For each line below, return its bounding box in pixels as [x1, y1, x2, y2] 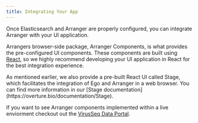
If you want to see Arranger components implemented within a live [6, 103, 169, 111]
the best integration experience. [6, 62, 84, 69]
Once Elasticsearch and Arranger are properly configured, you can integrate [6, 25, 193, 32]
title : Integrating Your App [6, 8, 78, 15]
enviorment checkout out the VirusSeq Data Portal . [6, 110, 130, 117]
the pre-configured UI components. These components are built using [6, 49, 178, 56]
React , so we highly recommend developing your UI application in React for [6, 55, 190, 62]
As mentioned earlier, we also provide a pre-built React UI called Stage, [6, 73, 181, 80]
